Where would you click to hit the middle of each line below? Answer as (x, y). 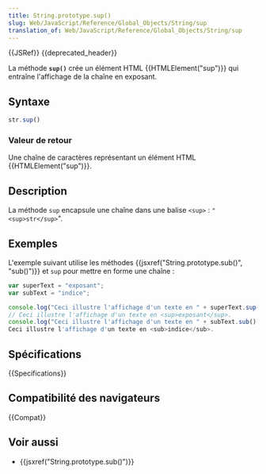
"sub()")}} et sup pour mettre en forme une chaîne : (91, 271)
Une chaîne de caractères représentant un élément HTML (102, 158)
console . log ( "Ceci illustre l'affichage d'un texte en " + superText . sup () (136, 307)
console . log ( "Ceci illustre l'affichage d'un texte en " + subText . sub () (133, 322)
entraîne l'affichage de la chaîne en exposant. (83, 77)
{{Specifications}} (38, 373)
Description (38, 191)
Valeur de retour (40, 140)
